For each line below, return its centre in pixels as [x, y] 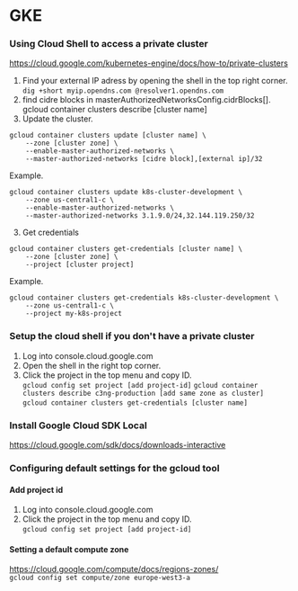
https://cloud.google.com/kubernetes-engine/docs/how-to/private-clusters [149, 63]
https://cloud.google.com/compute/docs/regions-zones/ [114, 569]
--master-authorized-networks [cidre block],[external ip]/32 [144, 159]
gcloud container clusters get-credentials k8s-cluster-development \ [144, 298]
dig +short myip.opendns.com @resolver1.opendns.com [123, 91]
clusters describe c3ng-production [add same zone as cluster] [143, 393]
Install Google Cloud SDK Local [79, 425]
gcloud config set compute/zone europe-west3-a [100, 578]
